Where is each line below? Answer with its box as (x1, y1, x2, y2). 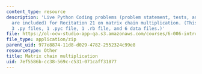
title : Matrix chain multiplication (6, 53, 98, 59)
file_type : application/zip (6, 36, 77, 42)
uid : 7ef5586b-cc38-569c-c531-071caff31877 (6, 58, 117, 64)
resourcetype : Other (6, 48, 58, 54)
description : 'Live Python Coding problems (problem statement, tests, (6, 14, 189, 20)
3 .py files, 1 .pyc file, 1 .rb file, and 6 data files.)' (11, 25, 165, 32)
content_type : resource (6, 8, 66, 15)
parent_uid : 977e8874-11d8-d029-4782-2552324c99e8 (6, 42, 136, 48)
